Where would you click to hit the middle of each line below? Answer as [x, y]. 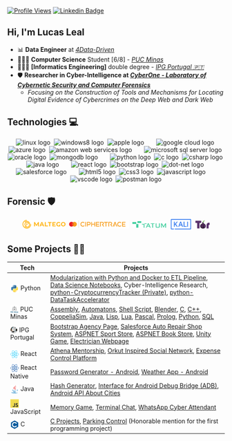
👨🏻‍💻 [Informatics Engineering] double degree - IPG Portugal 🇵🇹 [111, 66]
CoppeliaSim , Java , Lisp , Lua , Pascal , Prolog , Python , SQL [132, 317]
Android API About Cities [85, 393]
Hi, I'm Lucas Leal [46, 32]
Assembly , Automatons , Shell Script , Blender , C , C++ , [126, 309]
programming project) [81, 428]
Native [19, 376]
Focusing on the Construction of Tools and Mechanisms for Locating [125, 92]
